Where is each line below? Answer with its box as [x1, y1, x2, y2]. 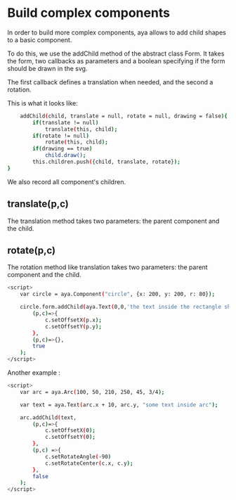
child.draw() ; [44, 152, 86, 159]
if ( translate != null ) [32, 119, 99, 126]
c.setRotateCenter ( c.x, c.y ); [44, 459, 133, 467]
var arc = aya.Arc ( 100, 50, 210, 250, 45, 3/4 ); [20, 388, 165, 395]
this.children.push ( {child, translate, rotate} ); [32, 158, 181, 166]
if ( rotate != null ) [32, 132, 90, 139]
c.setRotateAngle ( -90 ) [44, 453, 112, 460]
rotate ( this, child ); [44, 139, 109, 146]
